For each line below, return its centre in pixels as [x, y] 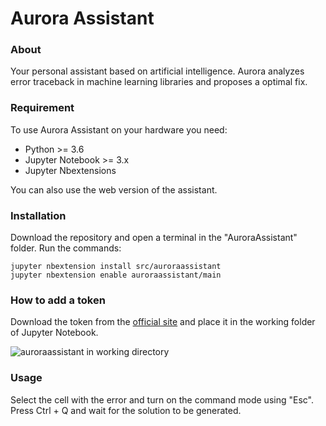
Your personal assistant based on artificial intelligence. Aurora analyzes [157, 71]
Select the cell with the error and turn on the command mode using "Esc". [162, 399]
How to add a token [58, 300]
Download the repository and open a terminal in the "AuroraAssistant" [154, 238]
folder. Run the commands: [66, 248]
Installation [38, 215]
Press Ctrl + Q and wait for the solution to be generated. [126, 410]
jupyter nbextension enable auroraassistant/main [116, 275]
